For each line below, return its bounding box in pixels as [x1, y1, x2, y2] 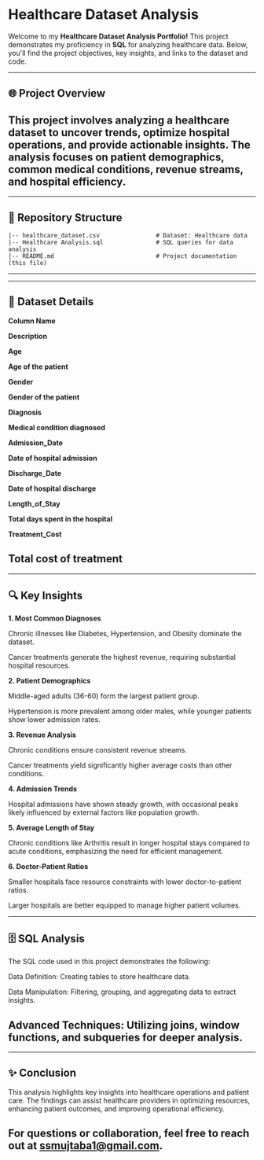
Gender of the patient [8, 392, 80, 402]
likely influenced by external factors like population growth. [8, 808, 200, 817]
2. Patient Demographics [8, 676, 91, 686]
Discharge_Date [8, 468, 62, 477]
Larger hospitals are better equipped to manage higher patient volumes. [8, 900, 241, 910]
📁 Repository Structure [8, 211, 123, 224]
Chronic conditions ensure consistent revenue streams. [8, 746, 187, 755]
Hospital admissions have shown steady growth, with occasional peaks [8, 800, 239, 809]
